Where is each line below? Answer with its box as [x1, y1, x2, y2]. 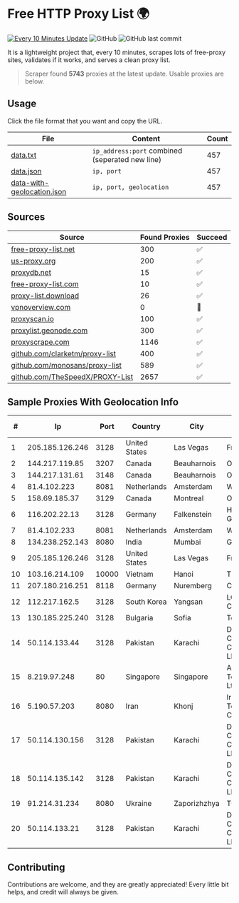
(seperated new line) [92, 154, 162, 164]
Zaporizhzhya [174, 799, 220, 809]
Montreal [174, 493, 204, 503]
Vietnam [125, 569, 154, 579]
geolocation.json [11, 186, 67, 196]
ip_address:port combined [92, 146, 183, 156]
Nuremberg [174, 581, 212, 591]
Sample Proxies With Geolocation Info [7, 395, 179, 408]
